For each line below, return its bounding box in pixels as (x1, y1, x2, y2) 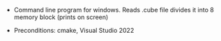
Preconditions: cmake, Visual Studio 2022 (13, 27, 135, 34)
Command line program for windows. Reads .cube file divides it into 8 (13, 6, 214, 14)
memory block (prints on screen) (13, 13, 109, 21)
